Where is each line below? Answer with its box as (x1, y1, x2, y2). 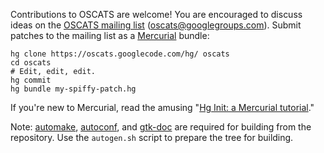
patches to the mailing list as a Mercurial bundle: (10, 30, 210, 41)
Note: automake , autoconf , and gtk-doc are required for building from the (10, 121, 312, 133)
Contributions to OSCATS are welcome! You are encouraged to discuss (10, 9, 303, 20)
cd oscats (10, 58, 52, 68)
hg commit (10, 75, 52, 85)
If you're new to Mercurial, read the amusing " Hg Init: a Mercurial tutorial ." (10, 102, 315, 113)
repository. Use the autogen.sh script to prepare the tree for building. (10, 132, 294, 143)
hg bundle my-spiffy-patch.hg (10, 84, 137, 94)
